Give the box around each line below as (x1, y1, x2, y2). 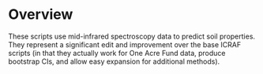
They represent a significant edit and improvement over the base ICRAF (8, 39, 242, 49)
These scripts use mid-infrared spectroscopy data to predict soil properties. (8, 31, 255, 41)
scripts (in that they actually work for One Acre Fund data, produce (8, 48, 226, 57)
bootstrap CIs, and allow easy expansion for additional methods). (8, 57, 220, 66)
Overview (8, 6, 73, 24)
